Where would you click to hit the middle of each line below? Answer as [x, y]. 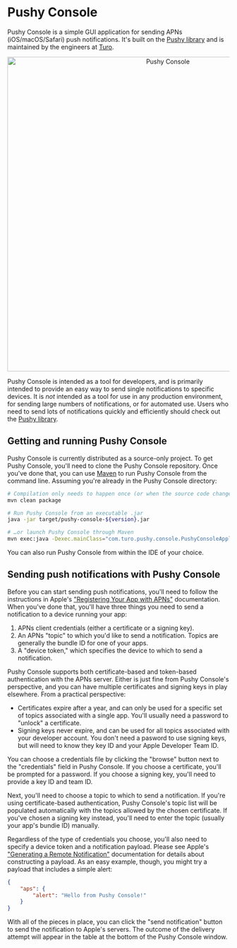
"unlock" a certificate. [49, 722]
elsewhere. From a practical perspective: [67, 694]
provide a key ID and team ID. [50, 781]
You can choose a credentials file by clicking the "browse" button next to [113, 759]
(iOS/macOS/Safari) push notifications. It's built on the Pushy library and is [116, 39]
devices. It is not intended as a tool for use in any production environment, [115, 396]
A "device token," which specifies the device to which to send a [110, 650]
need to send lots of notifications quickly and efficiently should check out [114, 411]
